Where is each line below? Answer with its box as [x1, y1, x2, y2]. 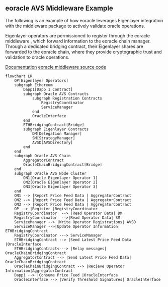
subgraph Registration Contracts [32, 95, 102, 101]
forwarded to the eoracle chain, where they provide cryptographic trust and [5, 49, 162, 55]
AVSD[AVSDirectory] [32, 140, 73, 145]
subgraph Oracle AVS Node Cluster [14, 171, 87, 176]
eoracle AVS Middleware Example [5, 4, 113, 13]
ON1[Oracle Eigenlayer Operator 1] [23, 175, 98, 180]
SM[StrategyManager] [32, 135, 75, 140]
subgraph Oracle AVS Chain [14, 153, 71, 158]
